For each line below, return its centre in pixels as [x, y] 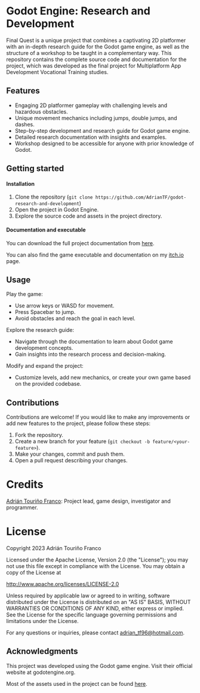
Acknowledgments [42, 651]
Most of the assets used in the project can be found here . [77, 683]
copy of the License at [34, 573]
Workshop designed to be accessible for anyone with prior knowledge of [104, 143]
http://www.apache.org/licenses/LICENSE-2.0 [63, 584]
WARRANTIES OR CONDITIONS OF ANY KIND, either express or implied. [95, 609]
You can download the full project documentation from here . [80, 243]
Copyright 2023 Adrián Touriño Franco [54, 548]
